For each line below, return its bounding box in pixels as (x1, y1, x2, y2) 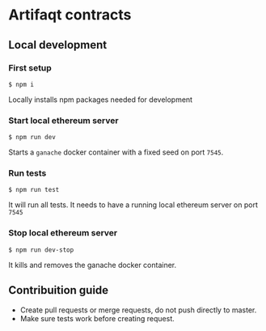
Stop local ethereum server (8, 227, 118, 239)
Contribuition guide (8, 283, 109, 297)
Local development (8, 38, 108, 52)
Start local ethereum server (8, 115, 119, 126)
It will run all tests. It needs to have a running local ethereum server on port (8, 200, 259, 210)
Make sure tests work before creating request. (19, 313, 175, 323)
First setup (8, 62, 53, 74)
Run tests (8, 168, 47, 179)
